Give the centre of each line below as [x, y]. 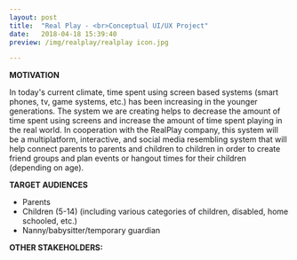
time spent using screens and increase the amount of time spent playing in [146, 121]
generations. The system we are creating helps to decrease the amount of [145, 111]
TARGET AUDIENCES [49, 185]
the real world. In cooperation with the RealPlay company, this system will [144, 130]
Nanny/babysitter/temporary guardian [91, 231]
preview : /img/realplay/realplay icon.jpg [89, 42]
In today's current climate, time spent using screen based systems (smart [144, 92]
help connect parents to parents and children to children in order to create [145, 149]
